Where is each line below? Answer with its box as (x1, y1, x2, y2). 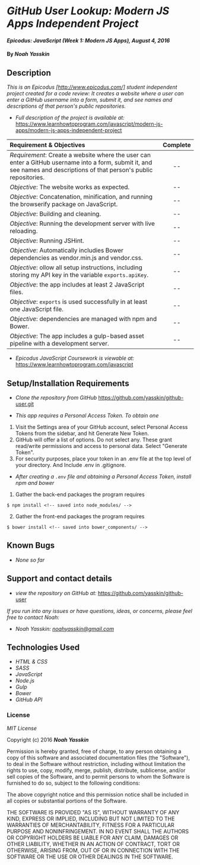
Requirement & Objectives (9, 141, 85, 150)
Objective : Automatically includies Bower (9, 246, 124, 254)
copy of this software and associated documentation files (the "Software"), (7, 754, 191, 761)
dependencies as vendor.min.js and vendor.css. (9, 254, 143, 262)
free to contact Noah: (7, 614, 60, 621)
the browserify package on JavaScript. (9, 200, 118, 209)
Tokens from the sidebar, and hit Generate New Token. (15, 430, 150, 437)
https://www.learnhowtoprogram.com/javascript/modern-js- (15, 120, 163, 127)
